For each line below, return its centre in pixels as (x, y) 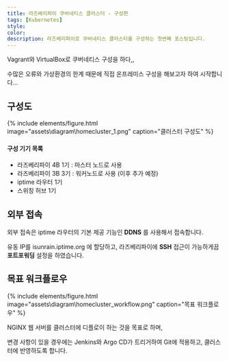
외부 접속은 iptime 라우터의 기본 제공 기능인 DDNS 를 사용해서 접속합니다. (105, 232)
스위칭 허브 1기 (37, 191)
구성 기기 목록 (25, 148)
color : (16, 33)
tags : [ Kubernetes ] (35, 20)
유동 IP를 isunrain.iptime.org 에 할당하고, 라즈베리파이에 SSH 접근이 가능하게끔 (113, 246)
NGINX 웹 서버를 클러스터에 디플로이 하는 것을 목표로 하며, (85, 327)
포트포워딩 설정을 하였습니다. (45, 255)
